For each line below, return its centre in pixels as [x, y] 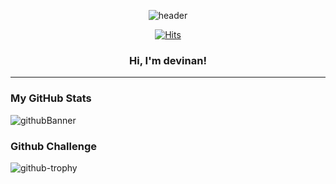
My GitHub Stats [51, 98]
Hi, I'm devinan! [168, 60]
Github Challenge [53, 146]
